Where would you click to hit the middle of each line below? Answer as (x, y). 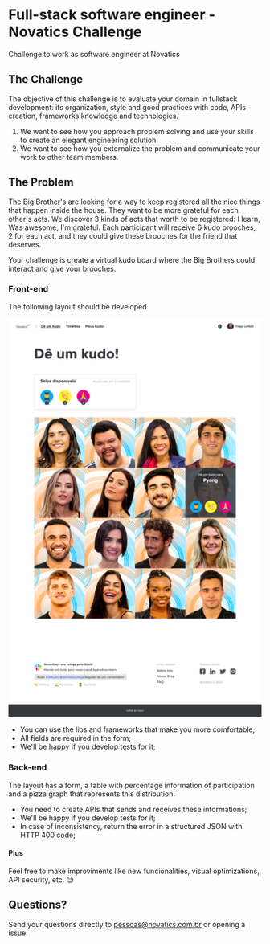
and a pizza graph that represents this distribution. (92, 794)
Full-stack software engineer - (112, 15)
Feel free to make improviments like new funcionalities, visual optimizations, (134, 871)
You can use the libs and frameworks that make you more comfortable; (137, 729)
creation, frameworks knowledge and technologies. (94, 116)
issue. (18, 933)
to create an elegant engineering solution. (89, 140)
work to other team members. (69, 157)
